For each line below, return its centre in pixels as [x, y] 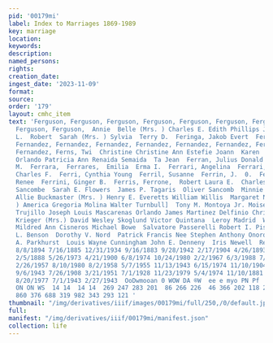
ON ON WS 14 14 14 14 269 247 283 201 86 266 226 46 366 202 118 [138, 288]
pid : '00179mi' [34, 16]
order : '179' [30, 106]
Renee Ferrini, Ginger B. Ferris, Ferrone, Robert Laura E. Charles [141, 182]
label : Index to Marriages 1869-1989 [72, 24]
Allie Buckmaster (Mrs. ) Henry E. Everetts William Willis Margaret [138, 197]
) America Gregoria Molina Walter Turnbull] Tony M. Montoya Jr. [130, 205]
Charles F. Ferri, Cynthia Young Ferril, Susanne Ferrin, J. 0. [134, 175]
